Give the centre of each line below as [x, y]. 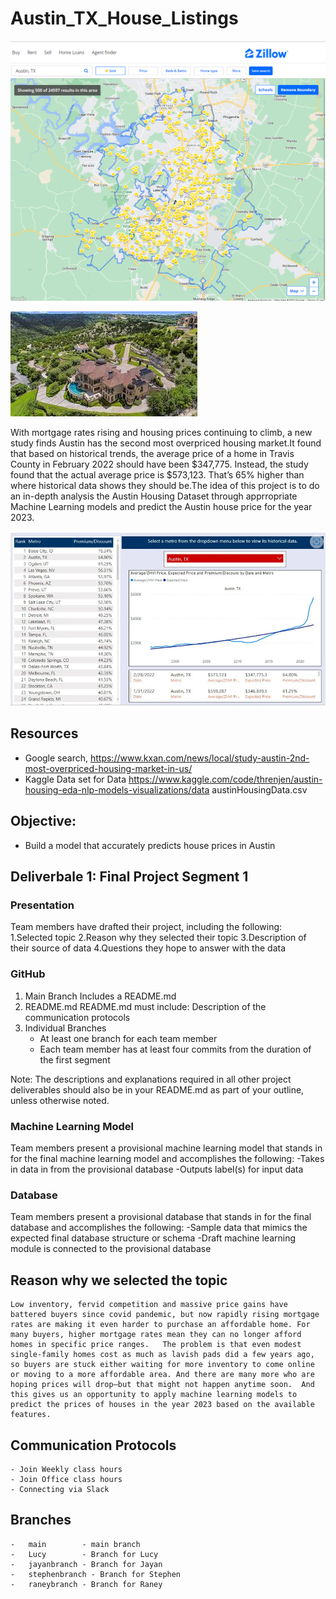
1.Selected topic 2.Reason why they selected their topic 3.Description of [158, 938]
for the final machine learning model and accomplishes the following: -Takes [167, 1158]
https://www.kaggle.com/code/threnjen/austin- [225, 779]
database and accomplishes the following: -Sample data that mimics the [159, 1228]
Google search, [56, 758]
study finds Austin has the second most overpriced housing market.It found [166, 443]
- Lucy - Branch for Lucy [84, 1554]
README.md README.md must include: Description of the [145, 1006]
